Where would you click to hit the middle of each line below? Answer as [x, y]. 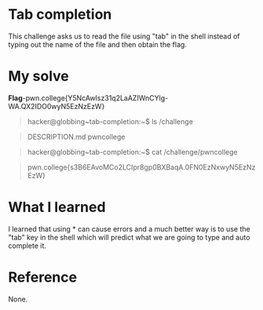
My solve [38, 77]
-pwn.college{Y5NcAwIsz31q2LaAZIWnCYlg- [95, 98]
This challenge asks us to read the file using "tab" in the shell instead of [124, 36]
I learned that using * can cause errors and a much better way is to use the [129, 228]
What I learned [57, 208]
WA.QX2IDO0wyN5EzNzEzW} [57, 106]
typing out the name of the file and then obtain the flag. [97, 44]
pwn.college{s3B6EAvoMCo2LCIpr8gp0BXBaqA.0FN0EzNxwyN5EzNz [141, 167]
